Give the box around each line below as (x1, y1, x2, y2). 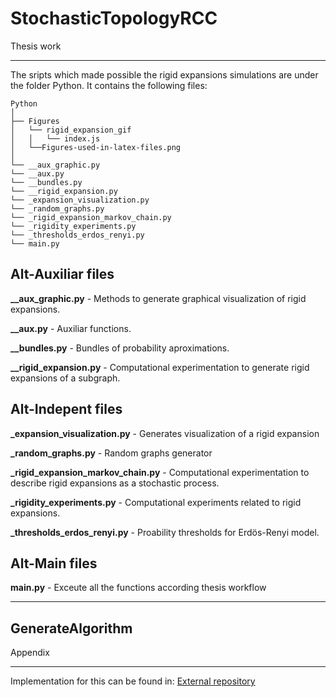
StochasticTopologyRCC (10, 7, 218, 30)
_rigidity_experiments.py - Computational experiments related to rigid (10, 496, 302, 508)
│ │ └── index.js (10, 133, 101, 144)
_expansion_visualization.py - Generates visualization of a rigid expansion (10, 427, 320, 439)
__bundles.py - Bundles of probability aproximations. (10, 342, 230, 354)
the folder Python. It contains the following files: (10, 79, 208, 91)
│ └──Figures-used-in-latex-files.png (10, 142, 182, 152)
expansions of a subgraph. (10, 372, 121, 384)
